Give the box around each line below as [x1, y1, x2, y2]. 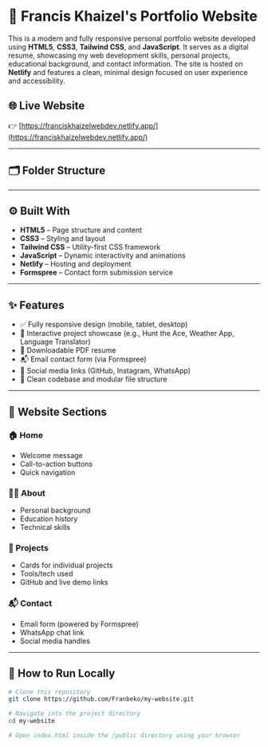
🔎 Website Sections [8, 405, 108, 418]
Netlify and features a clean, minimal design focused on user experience [8, 67, 249, 77]
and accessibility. [8, 76, 65, 85]
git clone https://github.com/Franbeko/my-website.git [8, 695, 195, 703]
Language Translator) [19, 337, 91, 346]
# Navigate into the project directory [8, 709, 141, 717]
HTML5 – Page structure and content [19, 225, 142, 235]
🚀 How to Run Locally [8, 666, 116, 681]
